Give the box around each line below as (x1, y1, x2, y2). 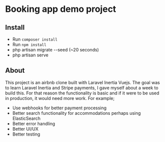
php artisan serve (12, 52, 49, 58)
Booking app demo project (5, 3, 116, 15)
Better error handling (12, 120, 56, 127)
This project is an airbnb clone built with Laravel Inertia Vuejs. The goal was (5, 79, 160, 85)
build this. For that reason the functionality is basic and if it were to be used (5, 90, 160, 96)
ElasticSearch (12, 115, 41, 121)
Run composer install (12, 36, 58, 42)
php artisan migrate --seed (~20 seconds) (12, 47, 99, 52)
